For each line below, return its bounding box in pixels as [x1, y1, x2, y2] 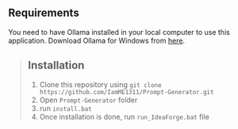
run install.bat [39, 103, 93, 113]
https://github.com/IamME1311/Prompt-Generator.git [39, 88, 214, 96]
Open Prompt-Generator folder [39, 95, 138, 104]
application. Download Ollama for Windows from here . [8, 36, 185, 45]
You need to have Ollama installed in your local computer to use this [8, 27, 230, 36]
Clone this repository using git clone [39, 79, 162, 89]
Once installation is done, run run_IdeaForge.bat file [39, 112, 210, 121]
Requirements [8, 6, 79, 20]
